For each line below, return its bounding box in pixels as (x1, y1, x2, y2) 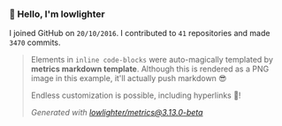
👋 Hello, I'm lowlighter (9, 8, 106, 20)
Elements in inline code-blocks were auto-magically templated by (30, 55, 274, 65)
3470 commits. (9, 37, 61, 48)
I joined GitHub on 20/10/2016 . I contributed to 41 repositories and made (9, 28, 271, 39)
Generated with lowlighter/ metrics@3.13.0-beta (30, 107, 203, 118)
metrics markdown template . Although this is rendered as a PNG (30, 63, 270, 74)
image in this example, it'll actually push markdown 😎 (30, 73, 227, 84)
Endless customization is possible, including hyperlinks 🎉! (30, 90, 241, 100)
